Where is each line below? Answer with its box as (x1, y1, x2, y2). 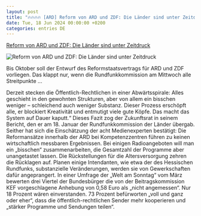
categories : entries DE (6, 25, 66, 32)
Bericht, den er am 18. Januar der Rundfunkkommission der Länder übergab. (6, 121, 195, 128)
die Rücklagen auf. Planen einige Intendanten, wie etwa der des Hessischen (6, 159, 193, 166)
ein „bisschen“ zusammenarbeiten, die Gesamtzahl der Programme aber (6, 146, 184, 153)
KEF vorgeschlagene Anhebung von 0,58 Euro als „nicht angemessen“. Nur (6, 184, 191, 192)
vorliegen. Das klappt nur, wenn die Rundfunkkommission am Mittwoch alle (6, 71, 191, 78)
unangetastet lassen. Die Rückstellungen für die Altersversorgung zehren (6, 153, 187, 160)
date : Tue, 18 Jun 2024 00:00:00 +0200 (6, 20, 106, 26)
